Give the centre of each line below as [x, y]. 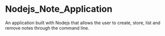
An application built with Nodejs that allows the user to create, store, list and [83, 23]
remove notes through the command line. [47, 28]
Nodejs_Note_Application [59, 9]
